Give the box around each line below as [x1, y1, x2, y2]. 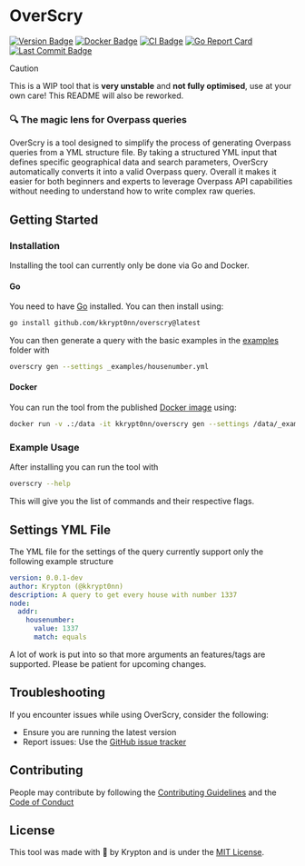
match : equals [33, 632, 88, 642]
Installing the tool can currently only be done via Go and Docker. [9, 260, 250, 271]
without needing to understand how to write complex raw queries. [9, 185, 256, 196]
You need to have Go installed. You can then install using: [9, 301, 224, 312]
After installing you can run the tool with [9, 462, 159, 473]
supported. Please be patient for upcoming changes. [9, 658, 207, 669]
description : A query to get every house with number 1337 [9, 590, 238, 600]
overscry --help [9, 479, 71, 489]
